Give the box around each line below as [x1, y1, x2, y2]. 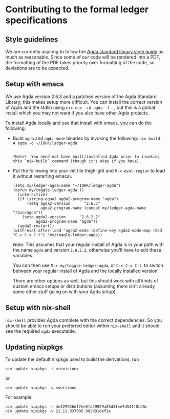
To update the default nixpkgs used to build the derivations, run [5, 356, 139, 363]
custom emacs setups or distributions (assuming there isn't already [12, 283, 155, 289]
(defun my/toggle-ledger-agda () [12, 187, 84, 193]
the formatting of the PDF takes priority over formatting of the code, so [5, 60, 155, 65]
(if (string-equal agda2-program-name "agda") [17, 196, 119, 201]
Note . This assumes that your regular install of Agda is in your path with [12, 241, 164, 247]
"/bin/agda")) [12, 209, 43, 215]
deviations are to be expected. [5, 65, 70, 71]
